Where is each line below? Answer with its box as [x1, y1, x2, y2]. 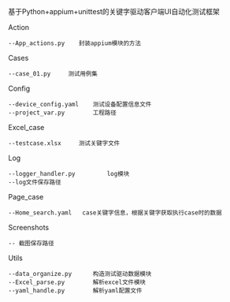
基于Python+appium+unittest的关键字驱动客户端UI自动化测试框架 [8, 7, 221, 16]
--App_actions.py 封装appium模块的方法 [8, 39, 142, 47]
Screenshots [8, 223, 50, 232]
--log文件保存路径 [8, 178, 61, 186]
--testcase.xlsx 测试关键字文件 [8, 140, 121, 147]
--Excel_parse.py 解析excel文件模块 [8, 278, 146, 286]
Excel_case [8, 123, 45, 132]
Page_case [8, 192, 44, 201]
